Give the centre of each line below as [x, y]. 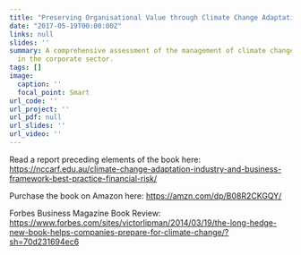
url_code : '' [34, 101]
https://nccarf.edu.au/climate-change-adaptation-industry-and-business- [146, 169]
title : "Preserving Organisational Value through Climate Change [133, 17]
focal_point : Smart [54, 92]
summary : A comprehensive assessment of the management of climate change [152, 51]
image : [21, 76]
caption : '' [40, 84]
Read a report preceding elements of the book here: [105, 159]
